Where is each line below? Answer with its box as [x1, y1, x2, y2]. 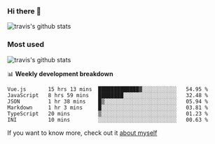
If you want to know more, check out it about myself [7, 129, 158, 137]
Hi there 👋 [7, 6, 42, 16]
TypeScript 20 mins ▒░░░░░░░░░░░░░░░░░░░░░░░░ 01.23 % [7, 110, 209, 117]
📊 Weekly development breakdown [7, 69, 113, 78]
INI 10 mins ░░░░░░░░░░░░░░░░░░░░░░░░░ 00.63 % [7, 116, 209, 123]
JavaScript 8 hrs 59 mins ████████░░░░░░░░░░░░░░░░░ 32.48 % [7, 92, 209, 99]
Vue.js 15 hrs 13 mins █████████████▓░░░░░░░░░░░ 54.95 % [7, 85, 209, 93]
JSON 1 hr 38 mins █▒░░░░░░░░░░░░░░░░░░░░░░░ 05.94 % [7, 98, 209, 105]
